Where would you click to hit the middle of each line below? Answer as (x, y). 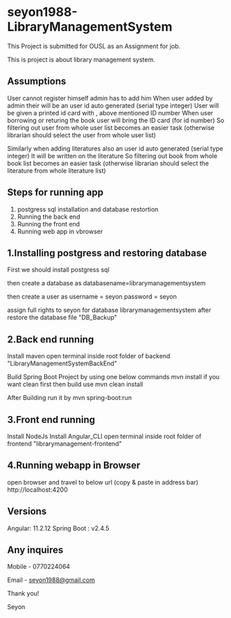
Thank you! (23, 594)
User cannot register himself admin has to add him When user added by (110, 98)
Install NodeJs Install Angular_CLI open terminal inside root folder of (104, 436)
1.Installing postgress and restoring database (107, 253)
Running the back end (49, 217)
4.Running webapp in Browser (74, 466)
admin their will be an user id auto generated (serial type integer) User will (113, 106)
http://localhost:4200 (37, 490)
